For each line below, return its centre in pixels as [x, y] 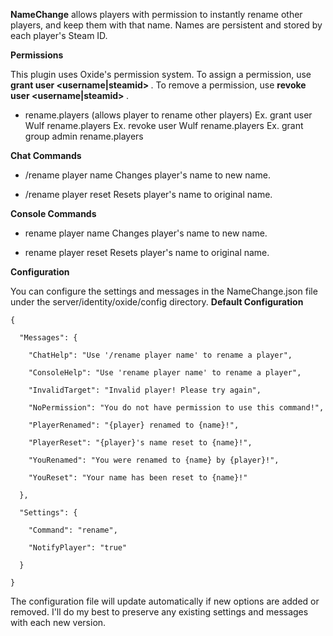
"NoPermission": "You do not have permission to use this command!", [176, 408]
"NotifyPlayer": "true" [78, 548]
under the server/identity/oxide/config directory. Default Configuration [157, 302]
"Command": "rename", [73, 530]
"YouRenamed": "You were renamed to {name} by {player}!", [154, 460]
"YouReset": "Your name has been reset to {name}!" [138, 478]
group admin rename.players [84, 136]
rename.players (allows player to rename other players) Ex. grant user [168, 115]
